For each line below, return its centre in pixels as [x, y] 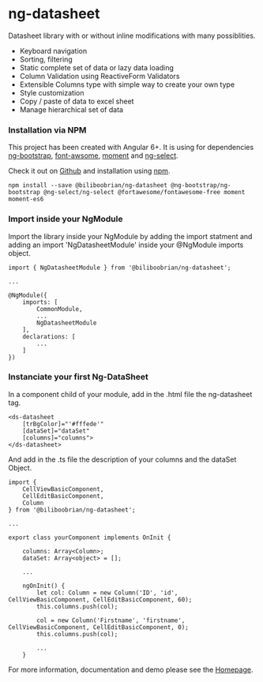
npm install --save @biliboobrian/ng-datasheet [88, 185]
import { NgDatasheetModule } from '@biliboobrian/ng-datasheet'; [120, 268]
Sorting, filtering [46, 59]
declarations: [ [49, 336]
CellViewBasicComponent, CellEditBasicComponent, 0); [99, 627]
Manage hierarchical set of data [71, 109]
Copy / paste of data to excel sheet [77, 101]
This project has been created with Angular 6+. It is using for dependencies [131, 148]
